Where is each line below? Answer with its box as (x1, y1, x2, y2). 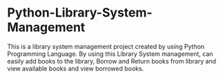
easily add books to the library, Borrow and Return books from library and (7, 57, 216, 65)
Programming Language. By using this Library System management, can (7, 50, 213, 58)
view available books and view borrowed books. (7, 64, 144, 72)
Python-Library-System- (7, 5, 153, 21)
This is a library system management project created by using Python (7, 42, 205, 50)
